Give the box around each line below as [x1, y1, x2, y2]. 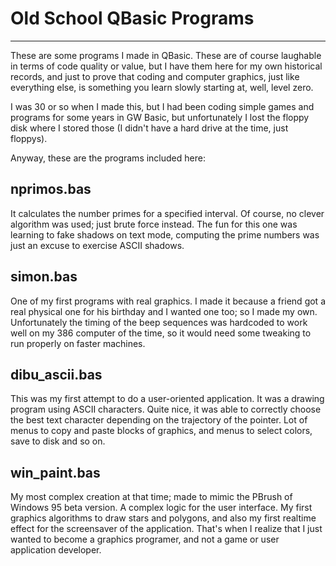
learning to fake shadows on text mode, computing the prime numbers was [10, 228, 320, 241]
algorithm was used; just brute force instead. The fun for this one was [10, 218, 298, 230]
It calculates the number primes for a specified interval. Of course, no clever [10, 207, 325, 219]
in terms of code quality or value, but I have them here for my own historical [10, 60, 323, 72]
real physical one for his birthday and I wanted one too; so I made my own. [10, 305, 318, 317]
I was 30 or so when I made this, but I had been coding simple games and [10, 100, 315, 112]
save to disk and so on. [10, 435, 106, 447]
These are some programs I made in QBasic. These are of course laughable [10, 49, 322, 61]
